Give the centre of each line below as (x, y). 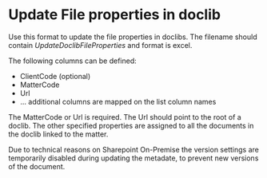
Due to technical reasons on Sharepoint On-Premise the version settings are (134, 149)
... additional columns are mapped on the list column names (118, 101)
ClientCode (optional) (55, 76)
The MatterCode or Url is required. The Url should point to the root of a (125, 117)
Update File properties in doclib (115, 15)
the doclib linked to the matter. (58, 134)
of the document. (37, 166)
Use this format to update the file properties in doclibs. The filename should (133, 37)
